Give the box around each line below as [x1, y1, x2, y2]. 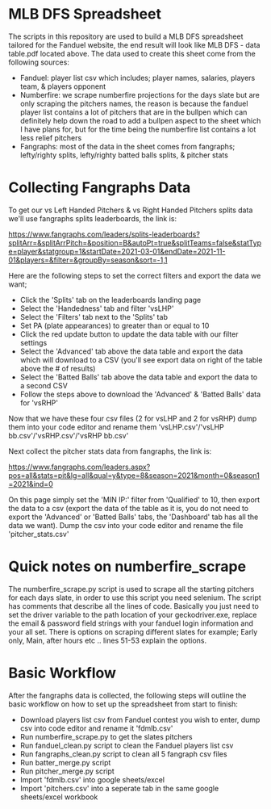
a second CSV [19, 380, 69, 390]
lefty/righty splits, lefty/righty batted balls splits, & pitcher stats [19, 150, 228, 160]
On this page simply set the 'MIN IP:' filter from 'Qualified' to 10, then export [8, 494, 261, 505]
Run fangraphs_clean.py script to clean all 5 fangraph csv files [19, 748, 227, 759]
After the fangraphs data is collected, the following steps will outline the [8, 690, 247, 700]
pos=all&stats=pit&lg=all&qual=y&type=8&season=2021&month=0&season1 [8, 470, 260, 480]
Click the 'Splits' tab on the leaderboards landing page [19, 295, 202, 304]
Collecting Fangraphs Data [8, 178, 191, 197]
